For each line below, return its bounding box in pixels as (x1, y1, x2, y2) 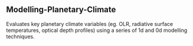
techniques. (6, 32, 35, 40)
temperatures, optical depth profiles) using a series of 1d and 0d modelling (6, 27, 188, 34)
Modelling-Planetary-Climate (6, 5, 116, 15)
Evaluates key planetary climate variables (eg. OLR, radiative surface (6, 20, 173, 27)
